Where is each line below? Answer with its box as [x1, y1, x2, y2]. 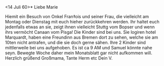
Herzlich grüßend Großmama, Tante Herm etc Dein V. [5, 55, 113, 61]
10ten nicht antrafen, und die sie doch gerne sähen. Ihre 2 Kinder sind [5, 40, 146, 45]
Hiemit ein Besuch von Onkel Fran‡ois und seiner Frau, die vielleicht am [5, 14, 149, 19]
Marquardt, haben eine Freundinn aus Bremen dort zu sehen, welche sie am [5, 34, 158, 40]
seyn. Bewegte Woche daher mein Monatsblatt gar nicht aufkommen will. [5, 50, 153, 56]
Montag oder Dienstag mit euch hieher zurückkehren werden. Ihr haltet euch [5, 19, 160, 24]
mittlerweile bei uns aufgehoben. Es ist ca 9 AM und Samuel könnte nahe [5, 45, 153, 50]
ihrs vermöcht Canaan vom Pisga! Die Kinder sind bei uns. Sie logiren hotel [5, 29, 156, 35]
